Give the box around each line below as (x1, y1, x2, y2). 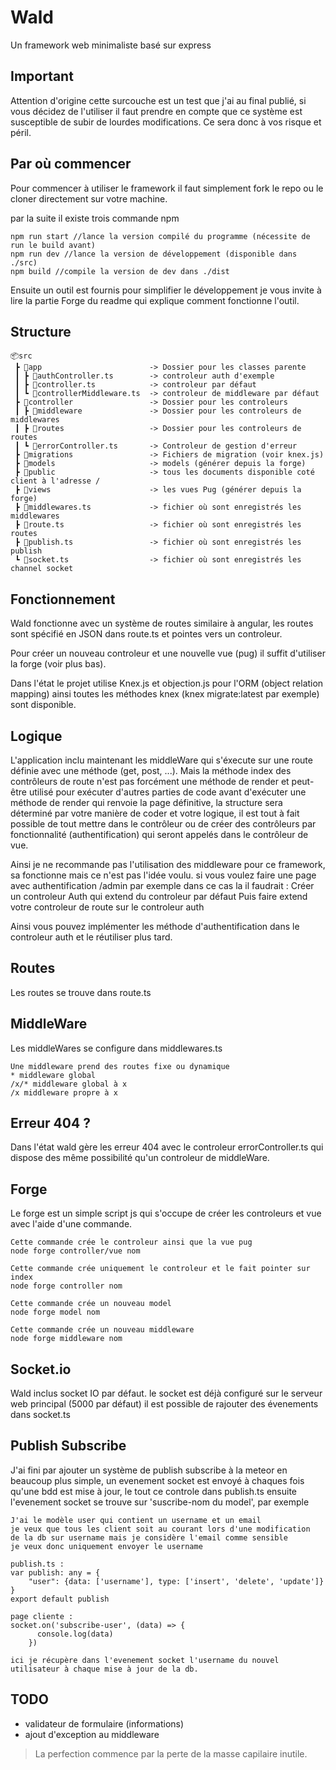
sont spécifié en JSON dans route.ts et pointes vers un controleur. (10, 628, 283, 640)
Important (10, 68, 74, 85)
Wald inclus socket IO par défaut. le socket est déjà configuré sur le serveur (10, 1387, 323, 1400)
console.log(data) (36, 1629, 114, 1639)
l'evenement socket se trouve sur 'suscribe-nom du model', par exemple (10, 1496, 310, 1508)
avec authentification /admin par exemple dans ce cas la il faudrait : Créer (10, 880, 315, 891)
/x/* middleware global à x (10, 1079, 128, 1089)
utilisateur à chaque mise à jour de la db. (10, 1664, 199, 1674)
